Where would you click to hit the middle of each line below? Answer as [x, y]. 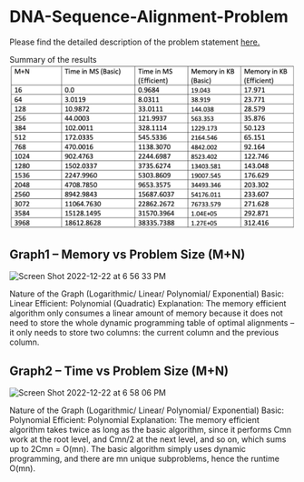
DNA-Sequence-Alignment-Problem [149, 17]
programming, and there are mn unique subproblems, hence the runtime [144, 458]
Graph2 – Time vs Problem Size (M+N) [119, 371]
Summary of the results [53, 59]
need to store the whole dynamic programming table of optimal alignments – [152, 323]
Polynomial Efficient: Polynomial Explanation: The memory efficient [135, 419]
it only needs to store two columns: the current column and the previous [144, 333]
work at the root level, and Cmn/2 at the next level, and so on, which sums [148, 439]
